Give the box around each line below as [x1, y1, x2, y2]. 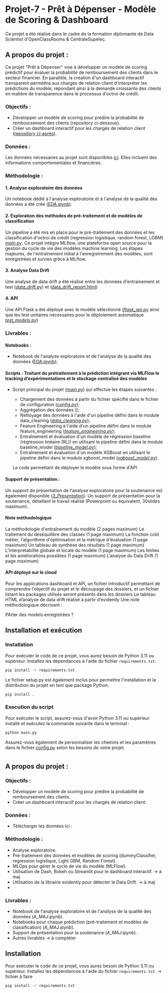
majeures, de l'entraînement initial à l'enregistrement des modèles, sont [5, 250, 153, 256]
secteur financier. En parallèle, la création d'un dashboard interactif [5, 74, 144, 81]
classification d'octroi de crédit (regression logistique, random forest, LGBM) [5, 234, 163, 240]
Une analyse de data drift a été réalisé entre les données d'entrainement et [5, 278, 160, 285]
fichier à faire [5, 973, 33, 979]
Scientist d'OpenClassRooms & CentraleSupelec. [5, 36, 106, 42]
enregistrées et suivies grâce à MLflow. [5, 256, 87, 262]
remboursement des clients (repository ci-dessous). [12, 120, 120, 126]
